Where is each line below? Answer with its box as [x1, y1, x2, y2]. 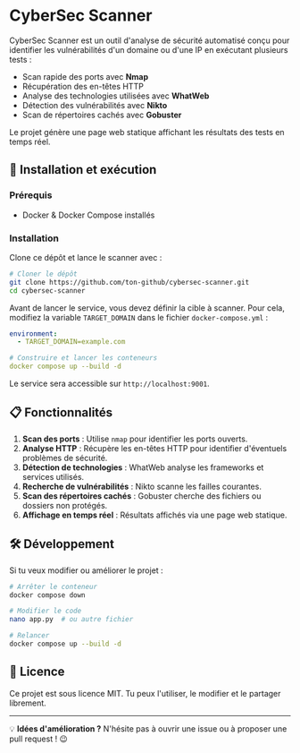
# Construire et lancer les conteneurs [9, 354, 158, 363]
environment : [9, 329, 58, 338]
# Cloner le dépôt [9, 270, 78, 278]
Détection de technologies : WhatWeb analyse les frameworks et [21, 462, 264, 473]
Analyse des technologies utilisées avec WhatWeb [21, 90, 210, 101]
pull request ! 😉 [9, 733, 69, 744]
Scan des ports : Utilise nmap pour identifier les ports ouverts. [21, 433, 248, 444]
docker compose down [9, 590, 87, 600]
